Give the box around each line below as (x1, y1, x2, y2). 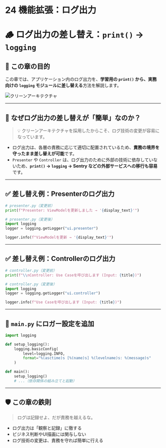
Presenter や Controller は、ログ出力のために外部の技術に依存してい (12, 157, 154, 163)
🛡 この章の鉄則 (5, 398, 52, 407)
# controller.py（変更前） (5, 268, 57, 273)
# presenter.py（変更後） (5, 217, 55, 222)
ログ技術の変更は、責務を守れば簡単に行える (12, 437, 104, 443)
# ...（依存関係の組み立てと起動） (14, 378, 77, 384)
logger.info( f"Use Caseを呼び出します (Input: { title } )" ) (5, 300, 122, 305)
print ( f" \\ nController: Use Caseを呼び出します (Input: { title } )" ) (5, 272, 142, 278)
